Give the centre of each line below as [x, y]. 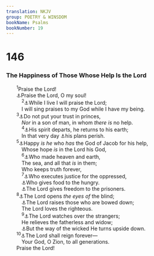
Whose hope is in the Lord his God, [64, 149]
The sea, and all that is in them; [59, 163]
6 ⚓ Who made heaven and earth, [61, 156]
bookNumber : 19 [25, 28]
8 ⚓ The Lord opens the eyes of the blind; [66, 196]
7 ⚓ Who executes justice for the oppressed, [74, 176]
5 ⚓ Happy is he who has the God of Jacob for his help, [83, 143]
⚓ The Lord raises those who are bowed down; [78, 202]
